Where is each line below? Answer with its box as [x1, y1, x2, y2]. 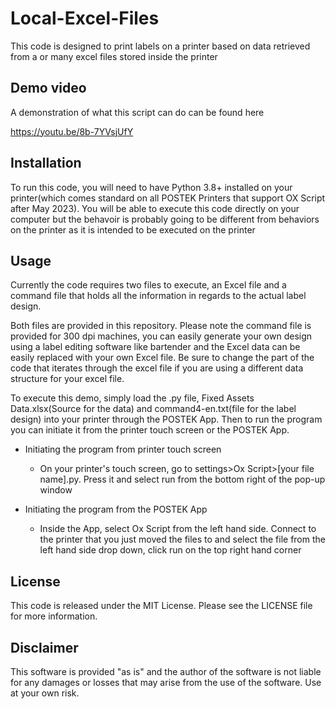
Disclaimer [10, 639, 79, 656]
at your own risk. [10, 687, 80, 699]
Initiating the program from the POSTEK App [24, 503, 208, 516]
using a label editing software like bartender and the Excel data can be [10, 341, 301, 353]
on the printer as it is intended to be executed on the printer [10, 223, 256, 236]
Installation [10, 155, 82, 172]
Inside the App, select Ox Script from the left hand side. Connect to [39, 523, 317, 535]
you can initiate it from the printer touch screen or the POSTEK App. [10, 424, 290, 436]
